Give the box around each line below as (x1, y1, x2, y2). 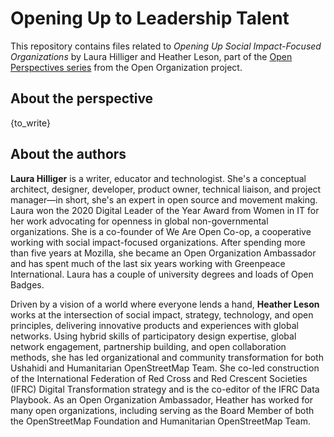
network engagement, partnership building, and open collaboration (10, 340, 287, 352)
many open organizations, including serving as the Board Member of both (10, 404, 315, 416)
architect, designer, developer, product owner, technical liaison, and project (10, 183, 322, 195)
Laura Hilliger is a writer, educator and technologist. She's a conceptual (10, 172, 307, 184)
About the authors (10, 146, 127, 163)
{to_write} (10, 117, 51, 129)
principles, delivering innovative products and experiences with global (10, 319, 299, 331)
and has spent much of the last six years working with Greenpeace (10, 257, 286, 269)
